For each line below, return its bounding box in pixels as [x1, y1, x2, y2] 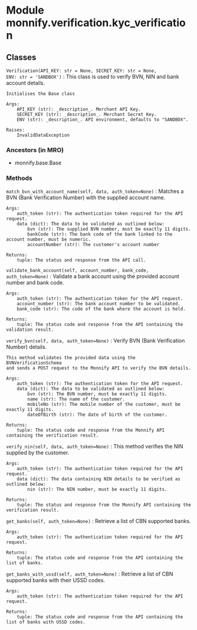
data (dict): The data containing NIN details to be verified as [17, 476, 181, 482]
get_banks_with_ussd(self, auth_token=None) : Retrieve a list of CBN [6, 570, 173, 577]
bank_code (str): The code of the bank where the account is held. [17, 306, 186, 312]
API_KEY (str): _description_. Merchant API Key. [17, 106, 142, 112]
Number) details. [6, 343, 47, 350]
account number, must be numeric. [6, 236, 91, 243]
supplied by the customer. [6, 449, 70, 456]
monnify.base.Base [14, 159, 62, 166]
